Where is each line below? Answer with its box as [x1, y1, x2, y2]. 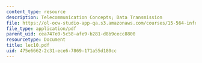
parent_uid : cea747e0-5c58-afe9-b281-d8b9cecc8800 [6, 31, 136, 37]
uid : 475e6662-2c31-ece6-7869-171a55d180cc [6, 48, 117, 54]
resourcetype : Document [6, 37, 66, 43]
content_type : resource [6, 8, 66, 15]
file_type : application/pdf [6, 25, 77, 32]
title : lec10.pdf [6, 43, 50, 49]
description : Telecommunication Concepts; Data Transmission [6, 14, 163, 20]
